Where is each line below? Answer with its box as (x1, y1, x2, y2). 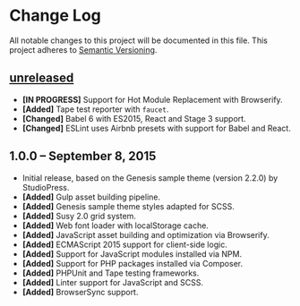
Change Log (9, 5, 101, 26)
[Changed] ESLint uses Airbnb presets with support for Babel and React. (21, 123, 291, 133)
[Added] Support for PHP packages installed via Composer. (21, 258, 244, 268)
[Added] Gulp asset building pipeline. (21, 191, 161, 202)
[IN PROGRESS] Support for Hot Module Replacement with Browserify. (21, 94, 284, 105)
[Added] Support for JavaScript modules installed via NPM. (21, 248, 243, 259)
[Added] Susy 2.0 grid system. (21, 210, 137, 221)
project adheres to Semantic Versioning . (9, 44, 158, 55)
